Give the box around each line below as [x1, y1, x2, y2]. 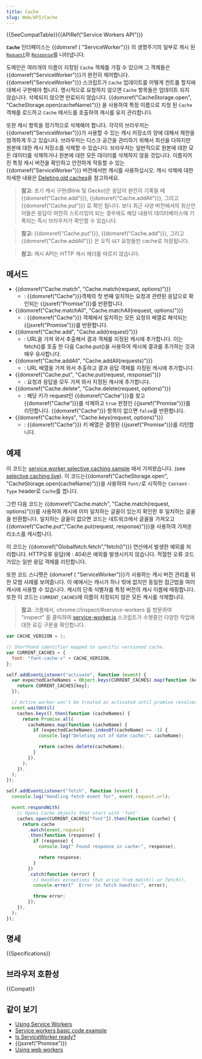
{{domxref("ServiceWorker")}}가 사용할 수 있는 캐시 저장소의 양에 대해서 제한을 [6, 129, 195, 136]
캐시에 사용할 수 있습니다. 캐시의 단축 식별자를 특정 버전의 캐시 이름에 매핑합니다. [6, 586, 195, 593]
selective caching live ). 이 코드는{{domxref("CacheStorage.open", [6, 472, 168, 480]
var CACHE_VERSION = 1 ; [6, 633, 66, 639]
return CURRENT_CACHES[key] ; [17, 683, 90, 689]
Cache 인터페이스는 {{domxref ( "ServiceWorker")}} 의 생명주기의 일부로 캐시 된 [6, 43, 195, 50]
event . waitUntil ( [11, 704, 55, 711]
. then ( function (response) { [28, 832, 101, 838]
